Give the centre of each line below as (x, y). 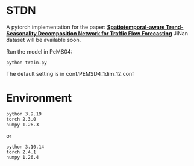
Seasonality (22, 33)
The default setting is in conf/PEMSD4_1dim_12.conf (70, 73)
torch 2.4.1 (21, 152)
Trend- (174, 27)
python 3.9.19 (24, 114)
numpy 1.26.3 (23, 124)
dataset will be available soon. (44, 40)
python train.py (27, 63)
